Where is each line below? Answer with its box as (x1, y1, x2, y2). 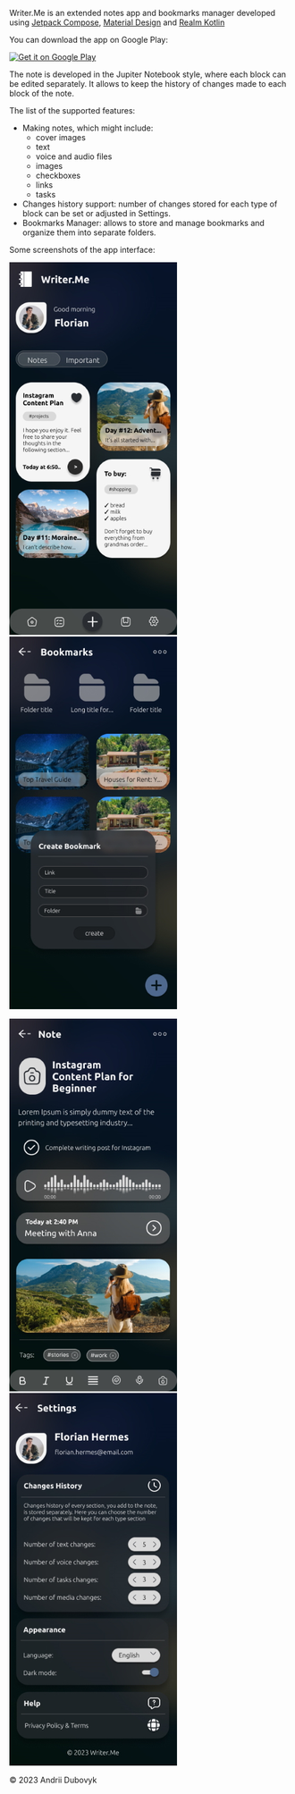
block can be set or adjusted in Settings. (21, 208, 172, 218)
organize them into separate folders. (21, 227, 156, 238)
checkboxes (35, 170, 81, 181)
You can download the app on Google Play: (9, 35, 168, 45)
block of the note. (9, 88, 74, 98)
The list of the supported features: (9, 105, 136, 115)
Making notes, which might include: (21, 122, 154, 133)
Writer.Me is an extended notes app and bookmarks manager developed (9, 8, 275, 18)
